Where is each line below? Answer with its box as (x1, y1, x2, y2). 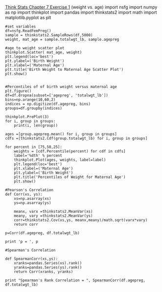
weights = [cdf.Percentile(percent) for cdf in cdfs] (14, 149, 126, 154)
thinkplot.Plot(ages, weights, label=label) (14, 157, 106, 162)
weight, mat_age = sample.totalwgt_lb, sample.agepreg (5, 37, 119, 42)
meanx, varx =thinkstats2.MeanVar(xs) (14, 209, 93, 214)
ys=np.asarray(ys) (14, 201, 51, 205)
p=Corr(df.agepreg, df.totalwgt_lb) (5, 231, 80, 235)
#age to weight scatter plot (5, 46, 65, 51)
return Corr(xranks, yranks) (14, 269, 73, 274)
